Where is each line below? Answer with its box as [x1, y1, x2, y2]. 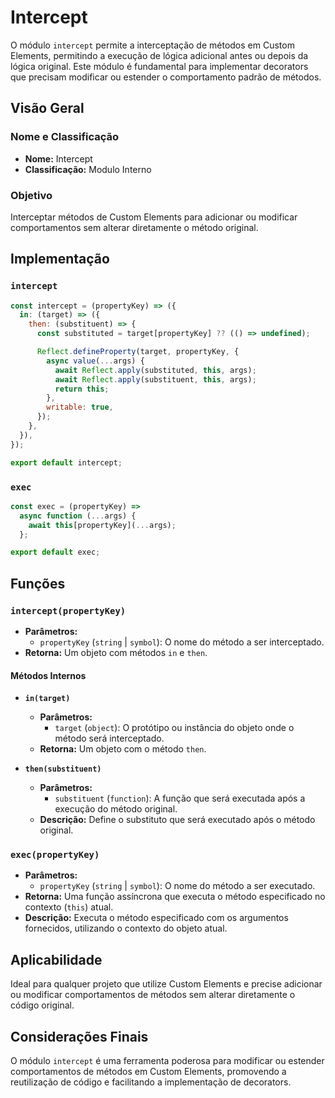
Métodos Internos [10, 669, 87, 681]
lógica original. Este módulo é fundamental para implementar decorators [10, 60, 309, 72]
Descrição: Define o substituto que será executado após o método [39, 814, 316, 826]
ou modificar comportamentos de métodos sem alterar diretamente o [10, 989, 296, 1001]
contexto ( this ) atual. [24, 901, 114, 913]
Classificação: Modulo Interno [24, 163, 152, 175]
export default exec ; [10, 547, 101, 558]
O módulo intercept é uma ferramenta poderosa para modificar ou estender [10, 1055, 325, 1067]
